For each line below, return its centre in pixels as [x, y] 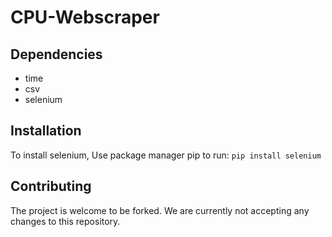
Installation [46, 131]
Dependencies [56, 54]
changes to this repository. [65, 221]
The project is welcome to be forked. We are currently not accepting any [160, 210]
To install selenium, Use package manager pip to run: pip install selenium [166, 155]
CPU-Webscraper [85, 17]
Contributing [51, 186]
